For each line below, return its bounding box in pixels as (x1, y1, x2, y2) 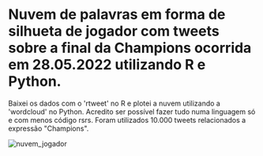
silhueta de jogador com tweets (8, 22, 220, 40)
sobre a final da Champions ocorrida (8, 39, 252, 57)
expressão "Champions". (8, 124, 89, 133)
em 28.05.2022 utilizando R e (8, 56, 206, 74)
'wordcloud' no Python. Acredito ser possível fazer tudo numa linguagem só (8, 106, 256, 116)
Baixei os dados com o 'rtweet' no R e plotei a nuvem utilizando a (8, 98, 221, 108)
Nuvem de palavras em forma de (8, 6, 226, 24)
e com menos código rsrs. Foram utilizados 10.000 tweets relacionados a (8, 115, 246, 124)
